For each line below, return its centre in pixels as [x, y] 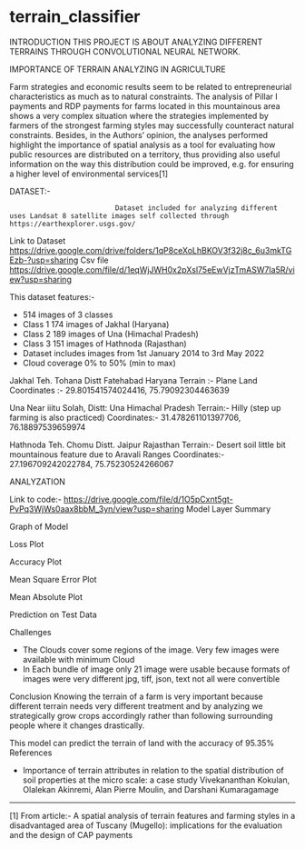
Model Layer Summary [228, 509]
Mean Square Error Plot [53, 579]
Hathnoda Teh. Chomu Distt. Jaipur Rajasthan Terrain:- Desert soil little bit [148, 444]
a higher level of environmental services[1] [89, 174]
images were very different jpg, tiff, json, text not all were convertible [151, 678]
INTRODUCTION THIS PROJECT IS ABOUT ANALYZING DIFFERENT [136, 42]
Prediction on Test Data [53, 614]
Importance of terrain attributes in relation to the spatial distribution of [153, 770]
